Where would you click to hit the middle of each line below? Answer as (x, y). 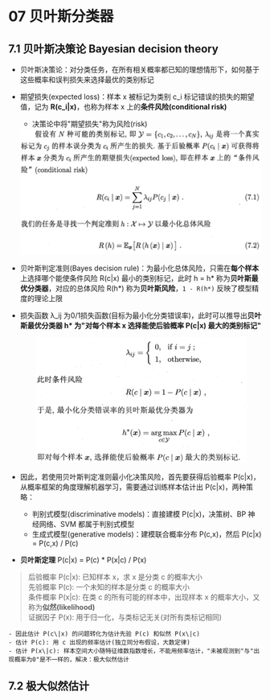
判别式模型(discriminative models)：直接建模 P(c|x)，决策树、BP (139, 514)
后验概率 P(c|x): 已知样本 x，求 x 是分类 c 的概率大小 (115, 577)
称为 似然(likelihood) (61, 607)
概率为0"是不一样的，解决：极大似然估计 (72, 660)
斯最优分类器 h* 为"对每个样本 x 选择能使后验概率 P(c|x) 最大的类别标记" (140, 325)
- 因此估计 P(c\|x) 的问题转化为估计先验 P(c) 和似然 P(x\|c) (104, 634)
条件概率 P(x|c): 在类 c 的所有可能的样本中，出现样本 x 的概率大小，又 (144, 597)
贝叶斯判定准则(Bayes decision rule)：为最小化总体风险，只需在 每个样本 (139, 268)
